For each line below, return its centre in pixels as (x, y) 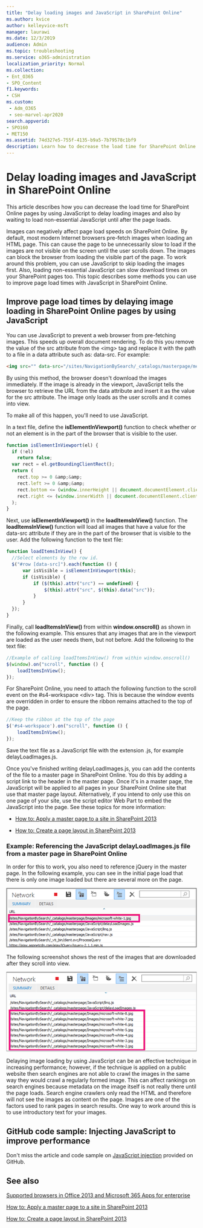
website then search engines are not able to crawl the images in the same (98, 1074)
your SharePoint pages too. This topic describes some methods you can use (101, 276)
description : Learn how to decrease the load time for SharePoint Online (101, 147)
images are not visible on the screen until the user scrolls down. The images (101, 250)
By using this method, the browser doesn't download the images (87, 378)
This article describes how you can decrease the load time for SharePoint (98, 207)
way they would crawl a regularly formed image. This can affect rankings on (101, 1080)
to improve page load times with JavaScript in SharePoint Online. (87, 283)
